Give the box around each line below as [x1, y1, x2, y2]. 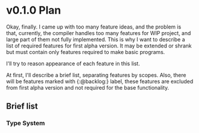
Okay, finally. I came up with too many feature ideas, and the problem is [6, 23, 181, 30]
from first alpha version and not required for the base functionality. [6, 84, 169, 91]
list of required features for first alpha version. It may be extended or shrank [6, 42, 192, 49]
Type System [6, 119, 45, 128]
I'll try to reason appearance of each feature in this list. [6, 60, 140, 67]
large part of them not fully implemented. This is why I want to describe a [6, 36, 185, 43]
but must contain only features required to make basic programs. [6, 48, 165, 55]
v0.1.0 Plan [6, 4, 61, 17]
